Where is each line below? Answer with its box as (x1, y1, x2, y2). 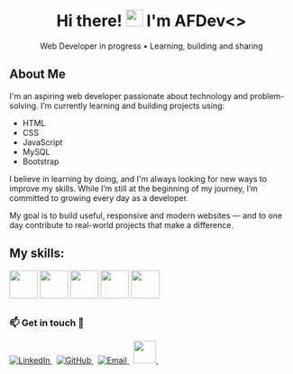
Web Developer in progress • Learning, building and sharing (40, 41, 263, 51)
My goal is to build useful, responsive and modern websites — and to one (9, 210, 282, 221)
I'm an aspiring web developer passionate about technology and (9, 90, 248, 101)
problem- (249, 90, 285, 101)
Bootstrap (22, 156, 60, 167)
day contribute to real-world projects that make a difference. (9, 219, 234, 230)
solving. (9, 100, 39, 111)
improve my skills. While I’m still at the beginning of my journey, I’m (9, 183, 259, 194)
